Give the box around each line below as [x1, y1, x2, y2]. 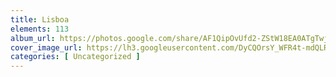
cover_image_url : [10, 42, 83, 53]
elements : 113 [10, 24, 70, 34]
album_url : [10, 33, 56, 43]
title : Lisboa [10, 14, 70, 25]
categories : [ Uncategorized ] [10, 52, 141, 62]
